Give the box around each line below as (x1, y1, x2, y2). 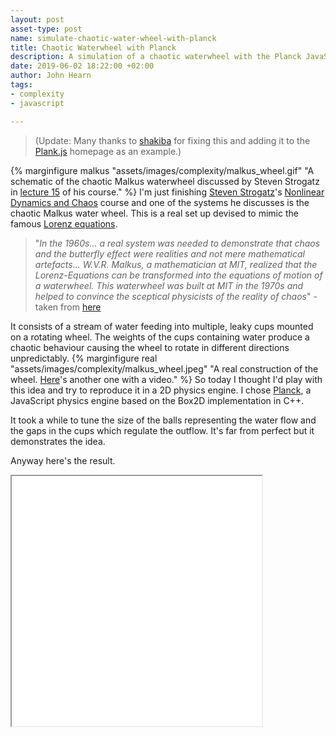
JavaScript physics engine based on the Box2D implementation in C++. (10, 394, 305, 406)
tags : (10, 80, 33, 90)
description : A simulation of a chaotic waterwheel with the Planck (10, 52, 302, 62)
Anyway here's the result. (10, 454, 116, 466)
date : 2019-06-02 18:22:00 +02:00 (10, 61, 155, 71)
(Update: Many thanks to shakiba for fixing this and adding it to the (34, 134, 311, 146)
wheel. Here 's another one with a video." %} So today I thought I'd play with (10, 373, 323, 385)
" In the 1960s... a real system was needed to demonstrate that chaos (34, 237, 321, 249)
